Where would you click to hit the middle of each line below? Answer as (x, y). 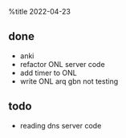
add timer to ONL (49, 73)
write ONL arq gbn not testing (69, 81)
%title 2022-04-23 (39, 12)
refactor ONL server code (63, 64)
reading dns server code (61, 125)
